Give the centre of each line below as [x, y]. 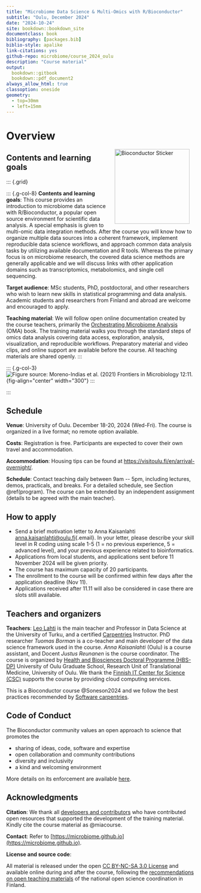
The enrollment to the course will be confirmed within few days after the [104, 576]
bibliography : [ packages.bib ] [44, 39]
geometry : [19, 95]
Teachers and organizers [54, 614]
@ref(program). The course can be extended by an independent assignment [100, 492]
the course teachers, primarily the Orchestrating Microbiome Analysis [92, 324]
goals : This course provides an [44, 199]
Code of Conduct [39, 716]
